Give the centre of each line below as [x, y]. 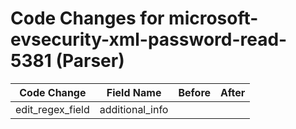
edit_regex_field [52, 109]
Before [195, 92]
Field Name [134, 92]
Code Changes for [87, 18]
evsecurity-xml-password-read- [149, 39]
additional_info [134, 109]
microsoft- [213, 18]
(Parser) [90, 61]
